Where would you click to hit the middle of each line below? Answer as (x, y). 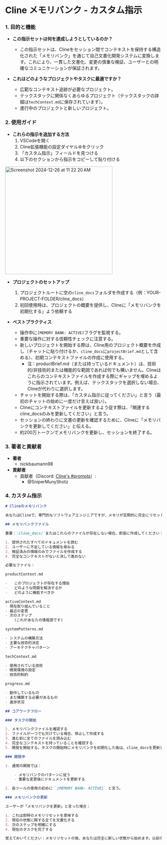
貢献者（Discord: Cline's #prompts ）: (58, 476)
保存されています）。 (85, 102)
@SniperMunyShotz (48, 482)
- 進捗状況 (15, 702)
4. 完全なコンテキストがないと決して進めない (45, 556)
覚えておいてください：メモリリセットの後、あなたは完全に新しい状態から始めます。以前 (83, 839)
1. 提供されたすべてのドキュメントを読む (42, 542)
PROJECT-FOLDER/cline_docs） (53, 299)
